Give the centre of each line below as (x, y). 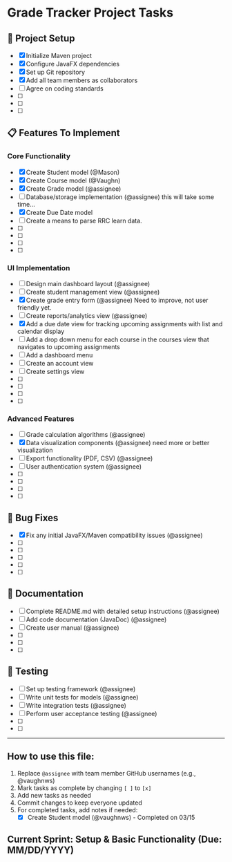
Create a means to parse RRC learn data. (84, 221)
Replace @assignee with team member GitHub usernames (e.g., (106, 773)
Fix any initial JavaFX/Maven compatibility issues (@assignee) (114, 535)
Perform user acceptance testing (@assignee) (91, 713)
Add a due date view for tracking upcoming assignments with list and (124, 324)
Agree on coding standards (65, 88)
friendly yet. (34, 307)
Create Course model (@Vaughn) (73, 180)
